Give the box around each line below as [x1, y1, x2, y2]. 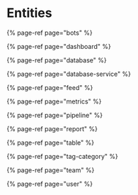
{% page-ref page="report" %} [6, 124, 98, 133]
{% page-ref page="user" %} [6, 179, 93, 188]
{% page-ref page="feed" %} [6, 83, 93, 91]
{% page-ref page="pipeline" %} [6, 111, 103, 119]
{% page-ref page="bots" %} [6, 28, 93, 37]
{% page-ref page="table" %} [6, 138, 95, 147]
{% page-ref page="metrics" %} [6, 97, 102, 106]
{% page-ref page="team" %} [6, 165, 95, 174]
